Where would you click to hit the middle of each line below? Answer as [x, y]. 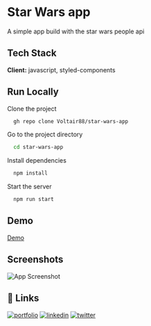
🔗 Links [23, 299]
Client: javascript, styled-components [61, 70]
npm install [31, 173]
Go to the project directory [45, 135]
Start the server [29, 187]
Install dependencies [37, 161]
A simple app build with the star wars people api [76, 31]
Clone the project [32, 108]
